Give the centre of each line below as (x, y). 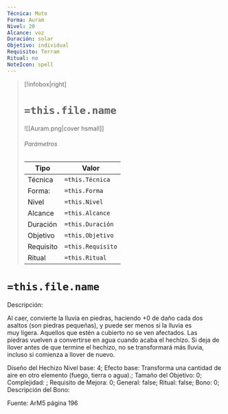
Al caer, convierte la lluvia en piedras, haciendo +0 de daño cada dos (105, 318)
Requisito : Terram (33, 52)
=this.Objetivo (89, 235)
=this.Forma (84, 191)
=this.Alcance (87, 213)
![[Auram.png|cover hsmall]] (64, 128)
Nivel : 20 (21, 26)
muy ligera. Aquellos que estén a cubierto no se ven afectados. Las (102, 332)
